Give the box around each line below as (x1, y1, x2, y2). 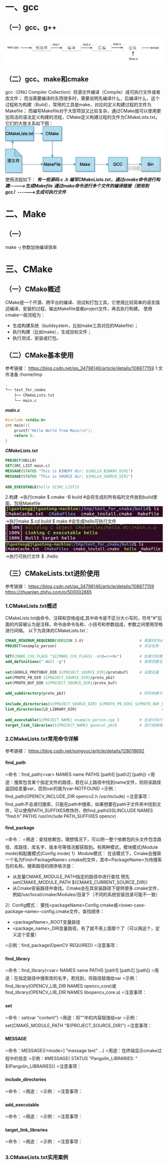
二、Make (5, 208, 46, 220)
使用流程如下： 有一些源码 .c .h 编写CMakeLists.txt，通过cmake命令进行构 (5, 176, 160, 183)
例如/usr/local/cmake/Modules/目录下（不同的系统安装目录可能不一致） (12, 892, 160, 898)
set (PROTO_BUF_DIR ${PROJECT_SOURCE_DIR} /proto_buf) (5, 680, 117, 686)
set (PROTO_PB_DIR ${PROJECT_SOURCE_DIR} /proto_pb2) (5, 675, 115, 680)
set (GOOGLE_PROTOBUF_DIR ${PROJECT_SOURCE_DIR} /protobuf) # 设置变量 (5, 670, 159, 675)
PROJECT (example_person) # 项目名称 (5, 643, 159, 648)
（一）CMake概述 (5, 285, 61, 293)
